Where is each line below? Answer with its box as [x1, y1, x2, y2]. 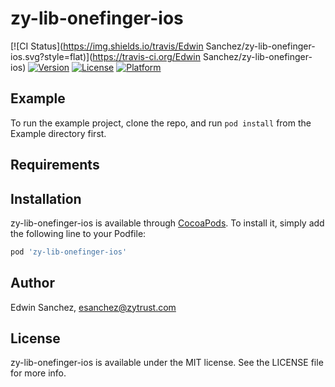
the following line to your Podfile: [10, 227, 147, 239]
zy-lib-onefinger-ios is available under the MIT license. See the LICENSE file [10, 357, 324, 369]
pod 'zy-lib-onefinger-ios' [10, 247, 128, 257]
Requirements [10, 157, 100, 174]
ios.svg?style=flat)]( [10, 50, 93, 62]
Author [10, 275, 55, 292]
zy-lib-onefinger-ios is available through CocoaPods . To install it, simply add [10, 217, 325, 229]
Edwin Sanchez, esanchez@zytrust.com [10, 301, 177, 313]
